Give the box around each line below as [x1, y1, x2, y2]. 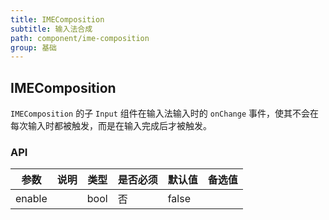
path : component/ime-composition [10, 33, 150, 43]
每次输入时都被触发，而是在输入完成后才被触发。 [10, 120, 212, 132]
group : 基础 [10, 42, 57, 53]
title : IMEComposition [10, 14, 105, 25]
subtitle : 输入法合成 [10, 24, 93, 34]
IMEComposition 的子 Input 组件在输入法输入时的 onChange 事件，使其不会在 [10, 107, 319, 120]
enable [15, 192, 48, 206]
